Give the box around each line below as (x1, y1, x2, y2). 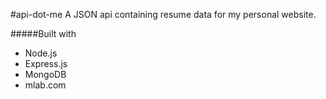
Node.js (24, 47, 58, 59)
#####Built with (10, 28, 77, 39)
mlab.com (24, 79, 67, 91)
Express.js (24, 58, 68, 69)
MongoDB (24, 69, 67, 80)
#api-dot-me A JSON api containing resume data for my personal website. (10, 9, 317, 20)
